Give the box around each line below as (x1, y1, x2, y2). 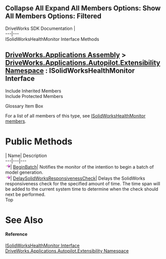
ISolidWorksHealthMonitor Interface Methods (5, 36, 99, 42)
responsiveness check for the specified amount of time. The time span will (5, 180, 160, 186)
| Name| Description (5, 152, 47, 159)
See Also (5, 214, 43, 226)
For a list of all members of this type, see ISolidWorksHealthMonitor (5, 113, 146, 119)
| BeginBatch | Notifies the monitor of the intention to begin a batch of (10, 164, 154, 170)
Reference (5, 231, 28, 237)
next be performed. (5, 191, 46, 197)
